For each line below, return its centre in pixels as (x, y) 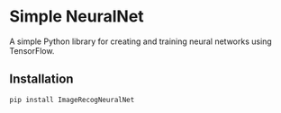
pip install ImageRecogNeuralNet (72, 100)
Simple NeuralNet (77, 17)
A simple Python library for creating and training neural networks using (140, 41)
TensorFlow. (32, 50)
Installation (41, 79)
